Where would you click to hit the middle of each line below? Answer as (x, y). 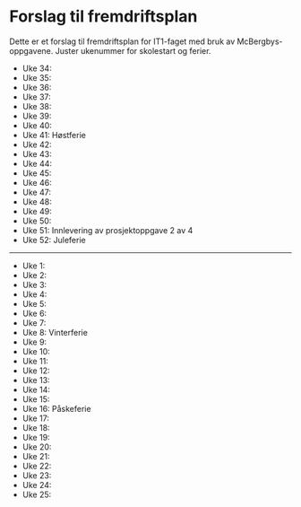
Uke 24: (37, 485)
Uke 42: (37, 144)
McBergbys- (260, 41)
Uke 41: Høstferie (54, 135)
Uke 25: (37, 494)
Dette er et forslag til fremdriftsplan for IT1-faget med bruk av (122, 41)
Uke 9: (34, 342)
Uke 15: (36, 399)
